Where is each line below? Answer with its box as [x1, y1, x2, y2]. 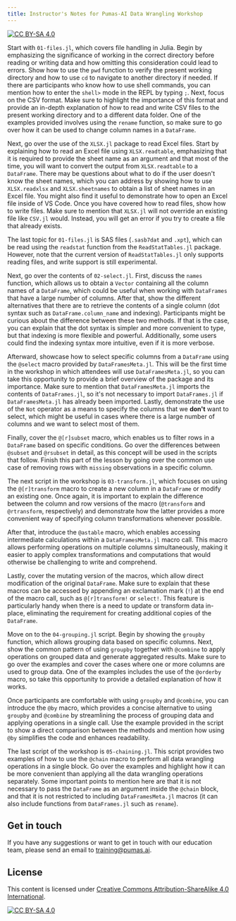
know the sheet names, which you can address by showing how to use [7, 177, 213, 185]
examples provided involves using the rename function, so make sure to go [7, 118, 223, 127]
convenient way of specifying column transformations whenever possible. [7, 514, 222, 522]
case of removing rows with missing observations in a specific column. [7, 463, 213, 472]
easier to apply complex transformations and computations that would [7, 550, 211, 558]
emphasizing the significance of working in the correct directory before [7, 51, 215, 59]
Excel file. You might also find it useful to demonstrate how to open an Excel [7, 192, 228, 200]
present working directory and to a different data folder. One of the [7, 111, 201, 119]
